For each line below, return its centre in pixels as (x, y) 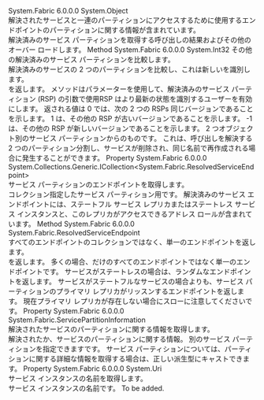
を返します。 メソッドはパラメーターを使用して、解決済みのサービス (119, 89)
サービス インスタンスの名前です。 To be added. (86, 388)
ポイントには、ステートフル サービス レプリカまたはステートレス (127, 204)
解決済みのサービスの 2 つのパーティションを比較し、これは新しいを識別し (129, 69)
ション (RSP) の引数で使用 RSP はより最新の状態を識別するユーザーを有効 (134, 99)
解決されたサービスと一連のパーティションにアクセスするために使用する (125, 20)
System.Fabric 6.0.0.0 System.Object (68, 11)
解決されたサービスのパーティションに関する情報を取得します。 (111, 329)
